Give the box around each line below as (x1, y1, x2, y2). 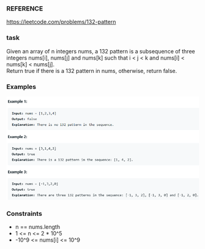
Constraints (6, 209, 43, 218)
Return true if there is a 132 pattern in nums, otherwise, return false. (6, 67, 177, 74)
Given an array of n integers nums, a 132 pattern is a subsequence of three (6, 47, 195, 55)
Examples (6, 82, 37, 91)
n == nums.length (15, 223, 60, 231)
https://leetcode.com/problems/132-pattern (6, 18, 116, 26)
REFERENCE (6, 4, 43, 13)
